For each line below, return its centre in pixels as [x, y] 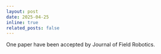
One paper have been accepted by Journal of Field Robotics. [81, 45]
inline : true [22, 22]
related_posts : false [33, 28]
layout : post [22, 11]
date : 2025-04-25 [28, 17]
